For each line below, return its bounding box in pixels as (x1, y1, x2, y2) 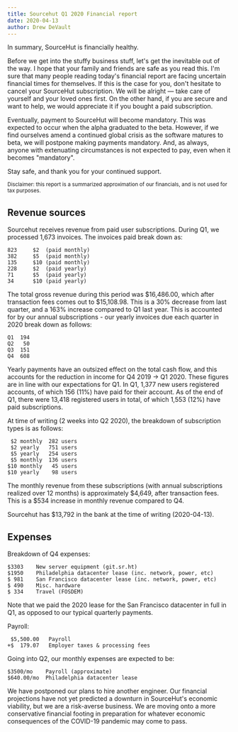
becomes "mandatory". (7, 153, 75, 162)
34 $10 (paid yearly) (7, 278, 87, 285)
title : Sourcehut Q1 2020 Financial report (7, 10, 138, 18)
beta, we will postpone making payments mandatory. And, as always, (7, 138, 209, 147)
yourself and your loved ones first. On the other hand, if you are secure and (7, 94, 228, 103)
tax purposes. (7, 187, 41, 195)
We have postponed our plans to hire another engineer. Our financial (7, 687, 208, 695)
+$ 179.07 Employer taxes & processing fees (7, 642, 151, 649)
